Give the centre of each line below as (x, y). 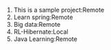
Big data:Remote (37, 24)
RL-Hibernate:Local (41, 32)
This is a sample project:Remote (59, 10)
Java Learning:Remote (45, 39)
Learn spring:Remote (43, 17)
